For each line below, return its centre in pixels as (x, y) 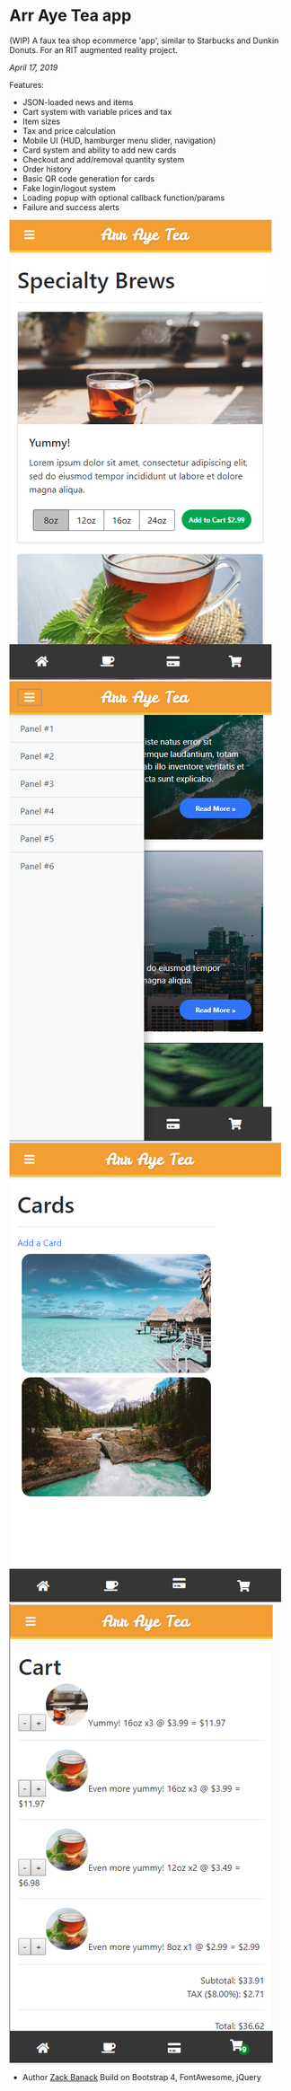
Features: (27, 84)
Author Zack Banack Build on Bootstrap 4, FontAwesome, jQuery (142, 2077)
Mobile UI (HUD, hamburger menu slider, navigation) (119, 140)
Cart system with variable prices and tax (97, 111)
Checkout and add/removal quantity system (103, 159)
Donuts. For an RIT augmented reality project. (93, 49)
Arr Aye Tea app (71, 16)
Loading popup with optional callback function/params (123, 198)
